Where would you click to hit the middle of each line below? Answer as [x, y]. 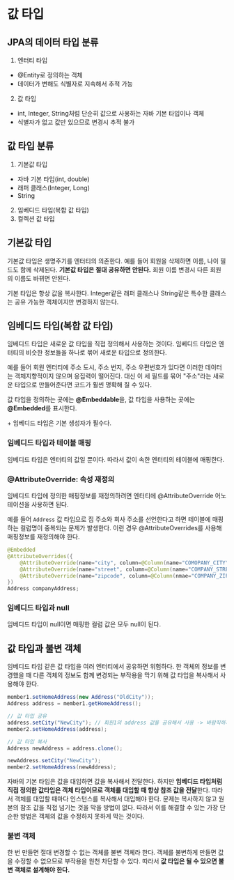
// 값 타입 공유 [27, 716]
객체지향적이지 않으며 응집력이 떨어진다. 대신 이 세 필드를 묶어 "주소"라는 [113, 376]
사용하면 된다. [50, 504]
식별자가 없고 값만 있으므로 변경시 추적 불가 [76, 122]
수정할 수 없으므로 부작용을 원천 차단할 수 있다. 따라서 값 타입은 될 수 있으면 [116, 861]
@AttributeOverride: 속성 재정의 [61, 479]
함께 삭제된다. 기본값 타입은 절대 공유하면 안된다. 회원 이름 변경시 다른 [114, 270]
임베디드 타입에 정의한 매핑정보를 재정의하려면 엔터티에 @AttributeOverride [110, 496]
